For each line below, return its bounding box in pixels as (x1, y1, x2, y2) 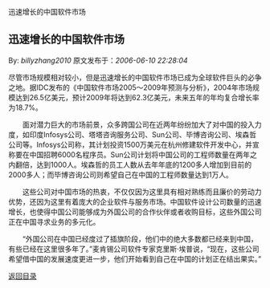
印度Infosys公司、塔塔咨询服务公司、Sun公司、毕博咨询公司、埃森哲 (29, 129, 257, 139)
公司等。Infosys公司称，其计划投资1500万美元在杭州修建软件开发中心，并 (8, 140, 253, 149)
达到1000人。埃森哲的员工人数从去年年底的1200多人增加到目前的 (35, 160, 252, 169)
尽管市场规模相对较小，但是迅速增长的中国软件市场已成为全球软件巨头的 (8, 72, 247, 82)
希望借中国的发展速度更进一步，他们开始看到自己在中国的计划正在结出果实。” (8, 254, 262, 263)
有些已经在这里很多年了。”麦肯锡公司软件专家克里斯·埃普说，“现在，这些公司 (8, 244, 260, 254)
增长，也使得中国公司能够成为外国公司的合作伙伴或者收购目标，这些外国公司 (8, 207, 262, 217)
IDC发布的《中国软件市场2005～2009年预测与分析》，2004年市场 (35, 83, 253, 92)
